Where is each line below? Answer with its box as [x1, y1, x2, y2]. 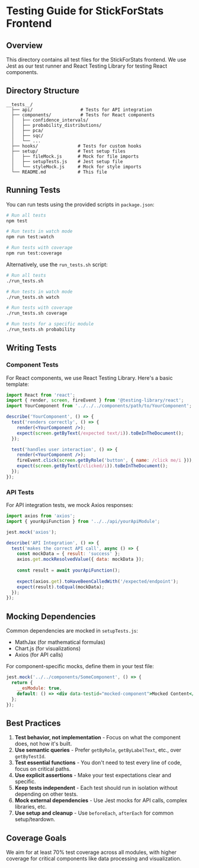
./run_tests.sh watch [6, 294, 60, 300]
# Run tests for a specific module [6, 321, 94, 327]
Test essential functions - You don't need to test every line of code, [14, 759, 182, 766]
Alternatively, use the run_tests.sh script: [6, 261, 108, 268]
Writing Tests [6, 343, 57, 353]
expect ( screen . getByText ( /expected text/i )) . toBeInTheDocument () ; [17, 430, 184, 436]
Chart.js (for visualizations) [14, 645, 81, 652]
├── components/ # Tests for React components [11, 111, 155, 118]
